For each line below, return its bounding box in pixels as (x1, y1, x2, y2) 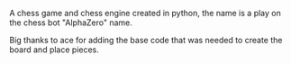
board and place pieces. (9, 44, 99, 55)
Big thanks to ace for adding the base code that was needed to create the (9, 35, 283, 45)
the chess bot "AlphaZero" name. (9, 17, 133, 28)
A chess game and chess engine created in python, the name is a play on (9, 8, 281, 18)
